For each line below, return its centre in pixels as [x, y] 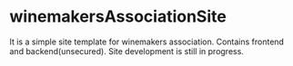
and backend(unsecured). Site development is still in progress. [126, 51]
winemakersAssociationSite [118, 17]
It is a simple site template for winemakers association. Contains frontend [147, 42]
